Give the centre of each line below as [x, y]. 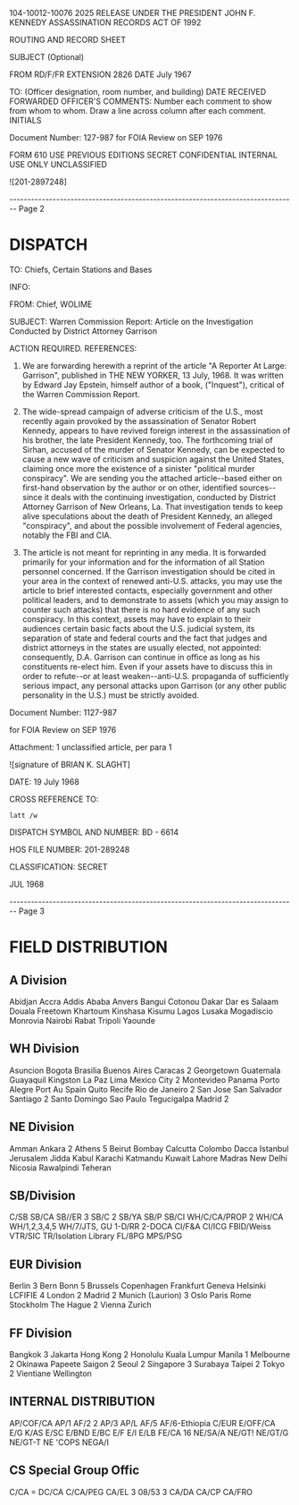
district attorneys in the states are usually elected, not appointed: [141, 647]
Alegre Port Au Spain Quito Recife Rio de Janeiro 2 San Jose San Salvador [146, 1089]
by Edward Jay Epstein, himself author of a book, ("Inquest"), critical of [153, 385]
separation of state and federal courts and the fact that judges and [145, 638]
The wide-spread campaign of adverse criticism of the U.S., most [142, 412]
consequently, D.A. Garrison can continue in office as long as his [141, 657]
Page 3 [31, 911]
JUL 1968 [27, 884]
